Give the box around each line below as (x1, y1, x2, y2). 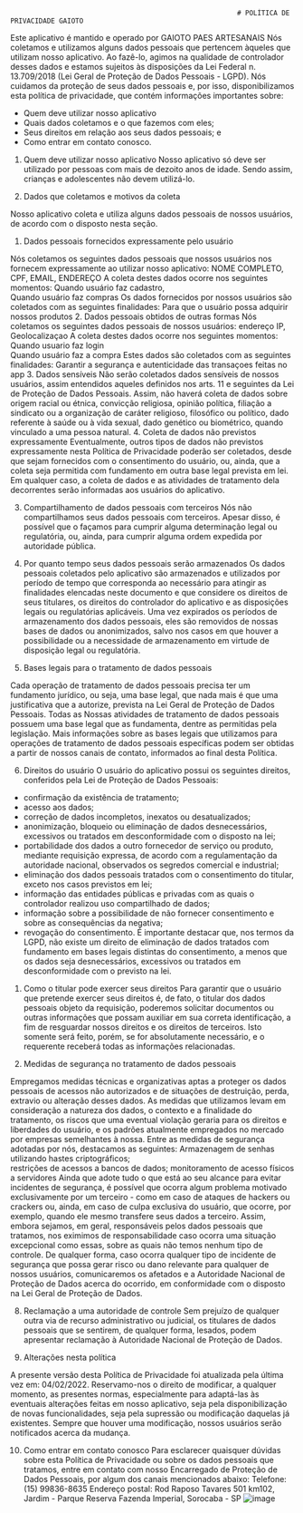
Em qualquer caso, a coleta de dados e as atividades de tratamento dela (10, 475, 279, 485)
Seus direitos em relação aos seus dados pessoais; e (23, 127, 222, 138)
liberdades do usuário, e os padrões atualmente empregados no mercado (10, 1124, 284, 1135)
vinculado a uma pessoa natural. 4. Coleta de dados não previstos (10, 427, 257, 437)
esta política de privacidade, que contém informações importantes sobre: (10, 91, 284, 101)
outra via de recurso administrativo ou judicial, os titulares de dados (23, 1315, 277, 1325)
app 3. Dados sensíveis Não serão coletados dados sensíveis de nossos (10, 369, 279, 380)
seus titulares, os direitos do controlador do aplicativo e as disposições (23, 596, 289, 607)
